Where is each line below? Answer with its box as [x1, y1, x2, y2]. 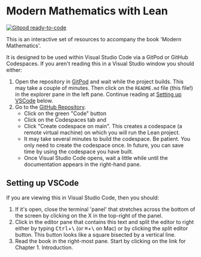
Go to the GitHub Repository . [14, 103, 86, 110]
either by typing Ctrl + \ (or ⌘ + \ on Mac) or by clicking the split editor [14, 225, 188, 232]
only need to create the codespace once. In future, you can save [23, 141, 184, 149]
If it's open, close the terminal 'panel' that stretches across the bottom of [14, 205, 196, 213]
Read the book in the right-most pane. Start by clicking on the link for [14, 237, 186, 244]
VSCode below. [14, 97, 53, 104]
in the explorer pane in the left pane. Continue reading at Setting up [14, 90, 182, 98]
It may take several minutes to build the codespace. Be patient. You [23, 135, 191, 142]
